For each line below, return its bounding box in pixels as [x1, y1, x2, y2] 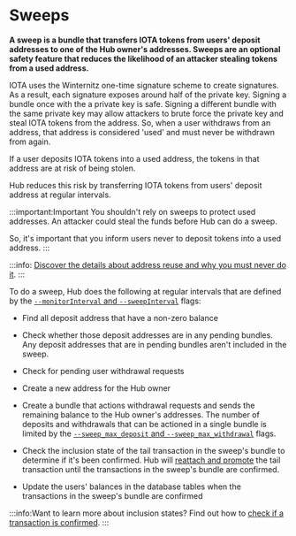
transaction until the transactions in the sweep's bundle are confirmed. [21, 463, 280, 474]
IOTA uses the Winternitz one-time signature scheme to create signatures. [9, 80, 279, 90]
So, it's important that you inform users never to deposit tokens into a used [9, 233, 282, 243]
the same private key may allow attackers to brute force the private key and [9, 108, 285, 119]
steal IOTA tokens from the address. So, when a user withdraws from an [9, 117, 271, 128]
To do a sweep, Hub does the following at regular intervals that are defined [9, 286, 282, 296]
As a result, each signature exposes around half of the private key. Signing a [9, 89, 287, 100]
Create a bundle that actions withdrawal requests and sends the [21, 400, 255, 410]
